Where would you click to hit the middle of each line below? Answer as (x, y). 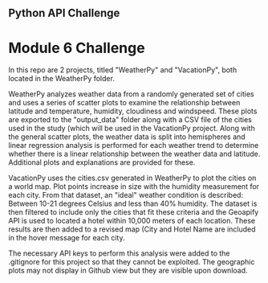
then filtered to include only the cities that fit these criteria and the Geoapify (134, 212)
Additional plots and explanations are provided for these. (102, 162)
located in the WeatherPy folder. (61, 79)
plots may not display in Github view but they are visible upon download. (128, 271)
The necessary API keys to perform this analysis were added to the (119, 253)
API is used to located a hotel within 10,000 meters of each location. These (132, 221)
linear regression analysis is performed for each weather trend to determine (134, 146)
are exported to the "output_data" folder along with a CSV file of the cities (130, 120)
